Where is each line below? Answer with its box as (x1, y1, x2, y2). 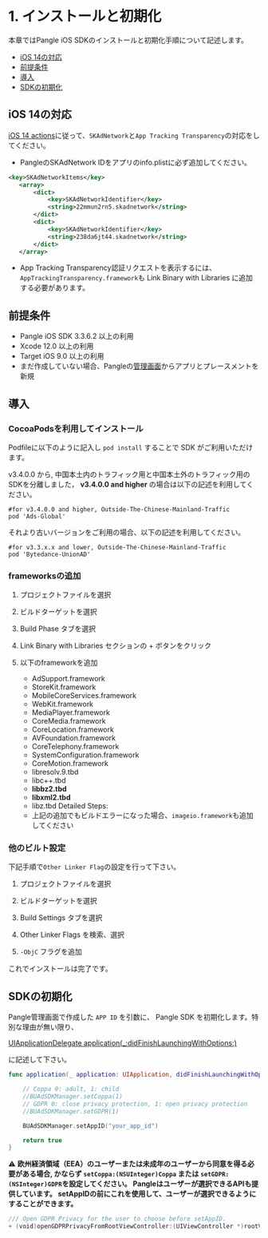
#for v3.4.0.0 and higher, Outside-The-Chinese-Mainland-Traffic (8, 505, 230, 514)
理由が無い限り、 (22, 1022, 78, 1032)
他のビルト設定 (8, 843, 66, 854)
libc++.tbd (31, 776, 66, 785)
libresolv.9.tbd (31, 768, 79, 777)
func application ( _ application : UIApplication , (8, 1071, 173, 1079)
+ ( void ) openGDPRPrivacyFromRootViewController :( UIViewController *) (8, 1223, 245, 1231)
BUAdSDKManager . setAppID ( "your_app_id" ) (22, 1121, 159, 1130)
